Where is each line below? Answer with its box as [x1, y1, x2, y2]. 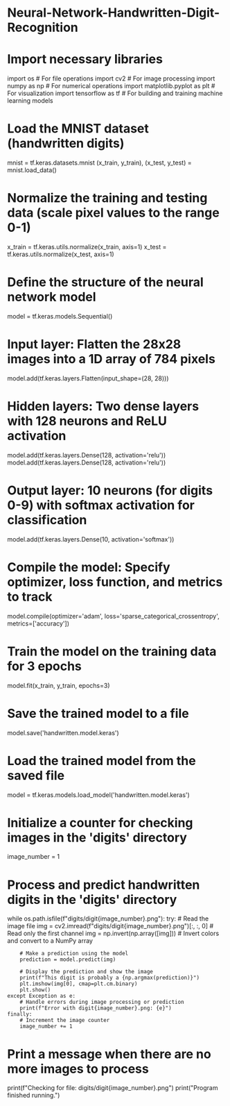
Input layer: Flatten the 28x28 [7, 337, 182, 352]
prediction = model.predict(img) [19, 956, 116, 963]
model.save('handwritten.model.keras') [7, 728, 119, 737]
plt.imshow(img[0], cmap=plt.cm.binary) [19, 980, 138, 987]
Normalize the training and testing [7, 190, 208, 206]
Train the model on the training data [7, 644, 217, 659]
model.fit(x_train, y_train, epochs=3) [7, 681, 110, 689]
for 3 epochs [7, 658, 82, 674]
